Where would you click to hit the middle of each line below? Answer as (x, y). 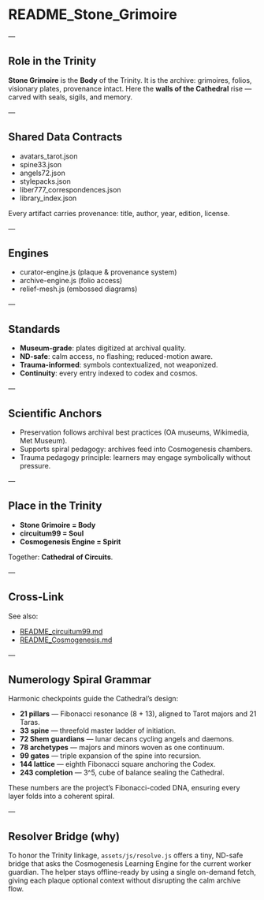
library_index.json (48, 198)
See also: (23, 616)
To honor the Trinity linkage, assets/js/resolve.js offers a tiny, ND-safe (126, 855)
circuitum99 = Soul (52, 533)
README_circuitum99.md (61, 631)
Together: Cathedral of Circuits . (61, 557)
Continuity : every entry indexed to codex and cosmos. (109, 373)
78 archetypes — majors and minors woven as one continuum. (122, 748)
